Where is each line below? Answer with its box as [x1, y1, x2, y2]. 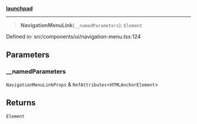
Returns [6, 98, 36, 108]
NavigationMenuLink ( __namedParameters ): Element [20, 22, 142, 29]
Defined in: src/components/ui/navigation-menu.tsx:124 [6, 33, 141, 40]
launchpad [6, 5, 33, 12]
